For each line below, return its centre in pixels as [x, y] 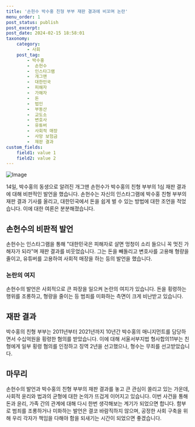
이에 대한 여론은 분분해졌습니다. [59, 209]
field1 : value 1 [36, 152]
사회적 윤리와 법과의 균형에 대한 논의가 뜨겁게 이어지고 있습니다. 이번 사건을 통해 [97, 396]
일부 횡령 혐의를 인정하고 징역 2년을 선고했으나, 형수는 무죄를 [91, 346]
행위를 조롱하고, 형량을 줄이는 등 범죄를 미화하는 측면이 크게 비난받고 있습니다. [95, 296]
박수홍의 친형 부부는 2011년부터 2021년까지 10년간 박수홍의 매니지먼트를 [88, 332]
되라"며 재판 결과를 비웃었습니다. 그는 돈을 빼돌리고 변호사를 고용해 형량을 [105, 251]
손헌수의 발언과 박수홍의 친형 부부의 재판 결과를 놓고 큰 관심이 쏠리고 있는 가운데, [98, 388]
